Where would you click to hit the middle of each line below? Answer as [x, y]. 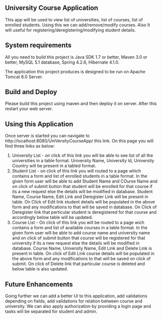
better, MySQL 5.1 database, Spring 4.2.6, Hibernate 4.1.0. [62, 62]
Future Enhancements [39, 284]
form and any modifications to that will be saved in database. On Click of [84, 207]
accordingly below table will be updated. [52, 218]
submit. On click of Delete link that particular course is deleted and [78, 264]
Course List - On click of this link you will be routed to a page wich [78, 222]
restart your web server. [29, 109]
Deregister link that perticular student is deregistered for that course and [84, 212]
